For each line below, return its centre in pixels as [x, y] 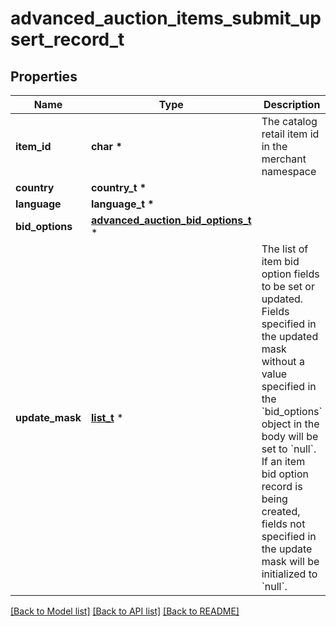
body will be [290, 436]
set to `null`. [289, 449]
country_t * [118, 187]
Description [292, 104]
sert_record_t [67, 39]
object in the [290, 424]
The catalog [289, 121]
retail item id [290, 134]
